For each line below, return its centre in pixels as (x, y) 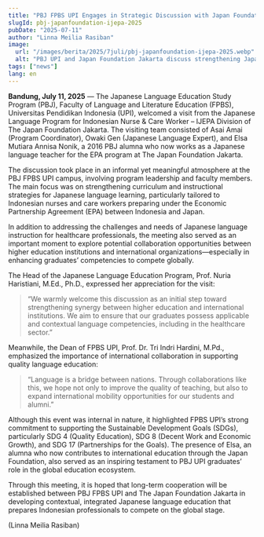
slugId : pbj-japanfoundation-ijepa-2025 (75, 23)
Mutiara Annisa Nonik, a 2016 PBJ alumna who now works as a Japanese (126, 146)
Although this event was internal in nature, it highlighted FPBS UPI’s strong (128, 419)
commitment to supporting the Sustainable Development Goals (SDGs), (123, 428)
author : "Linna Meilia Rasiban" (61, 37)
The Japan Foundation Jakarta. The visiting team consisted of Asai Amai (125, 130)
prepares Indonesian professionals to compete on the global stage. (117, 510)
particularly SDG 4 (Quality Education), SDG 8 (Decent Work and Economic (130, 436)
